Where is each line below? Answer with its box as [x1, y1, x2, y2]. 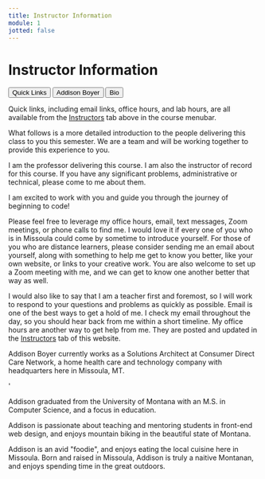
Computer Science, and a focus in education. [8, 405, 157, 415]
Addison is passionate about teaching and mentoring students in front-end [8, 421, 253, 430]
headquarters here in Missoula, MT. [8, 366, 125, 376]
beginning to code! [8, 201, 70, 211]
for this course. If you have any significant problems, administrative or [8, 169, 238, 179]
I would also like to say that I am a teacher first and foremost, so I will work [8, 291, 253, 301]
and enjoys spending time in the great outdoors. [8, 461, 166, 471]
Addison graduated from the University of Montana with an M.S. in [8, 397, 226, 407]
